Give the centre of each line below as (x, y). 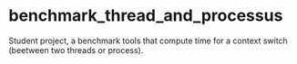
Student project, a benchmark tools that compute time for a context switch (148, 41)
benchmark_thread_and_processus (146, 16)
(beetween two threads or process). (76, 50)
